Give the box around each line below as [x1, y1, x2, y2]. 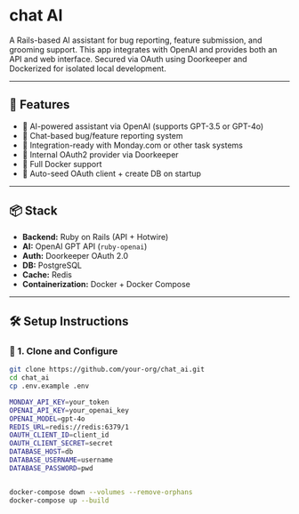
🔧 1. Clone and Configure [9, 344, 118, 357]
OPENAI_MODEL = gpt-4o [9, 414, 86, 423]
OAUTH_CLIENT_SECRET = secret [9, 439, 114, 448]
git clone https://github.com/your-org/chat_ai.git [9, 365, 205, 374]
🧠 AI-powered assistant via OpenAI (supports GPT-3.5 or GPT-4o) [21, 121, 264, 132]
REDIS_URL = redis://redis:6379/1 [9, 422, 129, 431]
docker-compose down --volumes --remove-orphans [9, 487, 193, 496]
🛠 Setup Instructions [9, 313, 129, 329]
